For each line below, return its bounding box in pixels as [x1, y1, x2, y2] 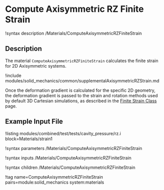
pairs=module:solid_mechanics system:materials [5, 179, 105, 185]
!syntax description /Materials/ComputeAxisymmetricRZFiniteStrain [5, 30, 142, 36]
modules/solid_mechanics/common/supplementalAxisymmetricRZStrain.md [5, 77, 160, 83]
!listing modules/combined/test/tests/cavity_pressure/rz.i [5, 130, 121, 136]
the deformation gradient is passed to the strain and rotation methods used [5, 92, 158, 98]
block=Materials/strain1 [5, 136, 53, 142]
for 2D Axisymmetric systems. [5, 63, 67, 69]
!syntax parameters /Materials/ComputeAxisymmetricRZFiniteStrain [5, 145, 142, 151]
